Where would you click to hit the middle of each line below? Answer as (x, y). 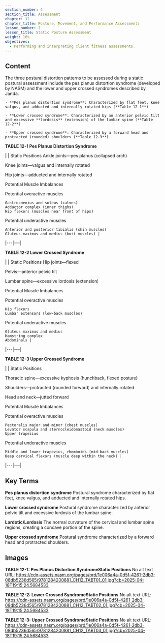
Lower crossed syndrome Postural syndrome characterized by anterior (78, 508)
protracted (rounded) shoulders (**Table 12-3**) (57, 137)
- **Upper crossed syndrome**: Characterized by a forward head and (77, 133)
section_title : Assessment (33, 14)
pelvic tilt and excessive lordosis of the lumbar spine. (59, 513)
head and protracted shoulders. (37, 542)
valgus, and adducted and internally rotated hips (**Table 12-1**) (77, 107)
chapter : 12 (17, 19)
